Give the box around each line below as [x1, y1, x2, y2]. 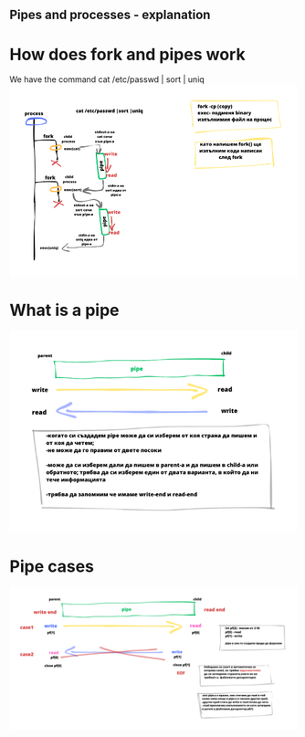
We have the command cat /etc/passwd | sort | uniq [9, 74, 205, 85]
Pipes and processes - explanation [9, 7, 211, 23]
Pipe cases [9, 556, 94, 576]
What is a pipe [9, 300, 120, 321]
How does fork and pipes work [9, 44, 246, 65]
